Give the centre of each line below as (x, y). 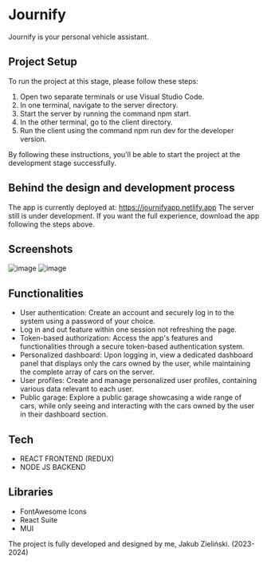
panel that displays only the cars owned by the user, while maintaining (135, 364)
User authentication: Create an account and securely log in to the (127, 313)
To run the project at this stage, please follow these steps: (104, 81)
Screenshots (41, 249)
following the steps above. (51, 224)
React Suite (39, 519)
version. (33, 139)
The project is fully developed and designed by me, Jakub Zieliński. (119, 543)
